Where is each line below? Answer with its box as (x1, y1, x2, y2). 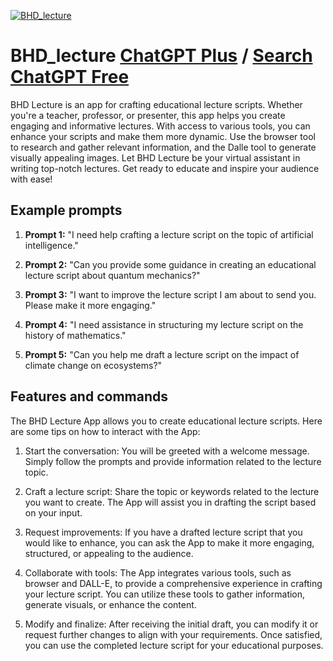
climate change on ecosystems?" (24, 359, 163, 371)
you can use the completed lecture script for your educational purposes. (24, 639, 324, 651)
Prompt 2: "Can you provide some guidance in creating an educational (24, 258, 317, 270)
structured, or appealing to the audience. (24, 547, 194, 559)
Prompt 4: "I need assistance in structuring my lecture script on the (24, 318, 304, 330)
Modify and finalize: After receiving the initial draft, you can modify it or (24, 618, 319, 630)
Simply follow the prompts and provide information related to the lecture (24, 455, 322, 467)
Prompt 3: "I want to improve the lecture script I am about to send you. (24, 288, 317, 300)
